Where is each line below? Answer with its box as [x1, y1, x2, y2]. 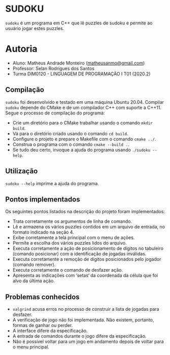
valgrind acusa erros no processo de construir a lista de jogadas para [12, 306, 159, 312]
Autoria [5, 43, 38, 55]
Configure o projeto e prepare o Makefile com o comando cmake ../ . [12, 136, 156, 142]
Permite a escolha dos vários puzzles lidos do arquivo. [12, 240, 127, 246]
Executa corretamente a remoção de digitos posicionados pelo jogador [12, 256, 161, 262]
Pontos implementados [5, 195, 80, 203]
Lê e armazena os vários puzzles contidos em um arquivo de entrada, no [12, 224, 165, 230]
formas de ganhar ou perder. [12, 322, 73, 329]
